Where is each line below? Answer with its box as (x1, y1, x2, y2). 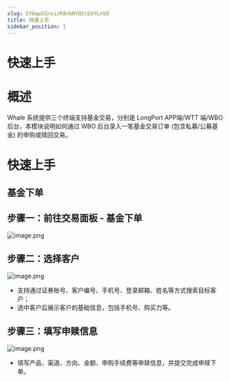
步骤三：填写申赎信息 (7, 325, 98, 337)
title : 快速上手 (7, 17, 50, 23)
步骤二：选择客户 (7, 253, 80, 265)
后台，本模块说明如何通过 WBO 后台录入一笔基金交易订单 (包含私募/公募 (7, 122, 212, 130)
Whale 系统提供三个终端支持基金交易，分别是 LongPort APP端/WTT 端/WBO (7, 113, 223, 122)
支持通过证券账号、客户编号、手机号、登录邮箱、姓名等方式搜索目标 (17, 286, 211, 294)
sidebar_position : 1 (7, 23, 67, 30)
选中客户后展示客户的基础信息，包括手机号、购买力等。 (17, 303, 174, 312)
